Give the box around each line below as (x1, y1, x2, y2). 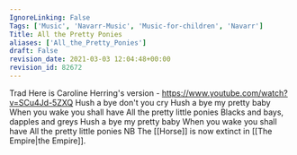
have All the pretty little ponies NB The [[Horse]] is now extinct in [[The (9, 125, 273, 136)
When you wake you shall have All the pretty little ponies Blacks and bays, (9, 107, 284, 117)
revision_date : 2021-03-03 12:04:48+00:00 (9, 55, 171, 64)
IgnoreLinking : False (9, 13, 91, 22)
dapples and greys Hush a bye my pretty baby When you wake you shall (9, 116, 277, 126)
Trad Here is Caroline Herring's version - (9, 87, 160, 99)
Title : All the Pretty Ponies (9, 30, 123, 39)
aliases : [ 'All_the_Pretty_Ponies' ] (9, 38, 147, 47)
